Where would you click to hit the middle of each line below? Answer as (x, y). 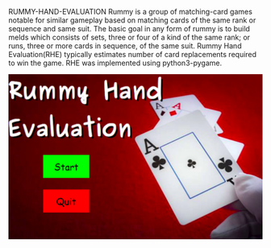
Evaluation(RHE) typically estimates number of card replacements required (132, 54)
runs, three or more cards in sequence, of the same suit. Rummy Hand (125, 46)
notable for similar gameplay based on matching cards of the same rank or (132, 20)
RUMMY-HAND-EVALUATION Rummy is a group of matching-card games (130, 12)
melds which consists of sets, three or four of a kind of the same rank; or (129, 37)
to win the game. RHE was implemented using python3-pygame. (115, 63)
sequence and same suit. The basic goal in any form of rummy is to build (129, 29)
